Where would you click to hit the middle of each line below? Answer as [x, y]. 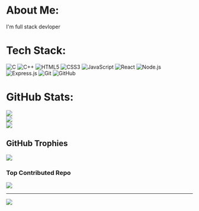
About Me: [33, 10]
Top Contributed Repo [38, 173]
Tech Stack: [36, 51]
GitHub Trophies [37, 143]
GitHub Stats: [40, 97]
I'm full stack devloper [33, 27]
